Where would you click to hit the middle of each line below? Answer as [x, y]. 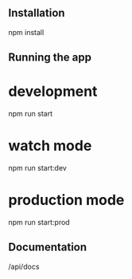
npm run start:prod [39, 222]
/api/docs [24, 266]
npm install [26, 32]
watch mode [50, 146]
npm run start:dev [38, 168]
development [53, 92]
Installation [37, 13]
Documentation [48, 248]
